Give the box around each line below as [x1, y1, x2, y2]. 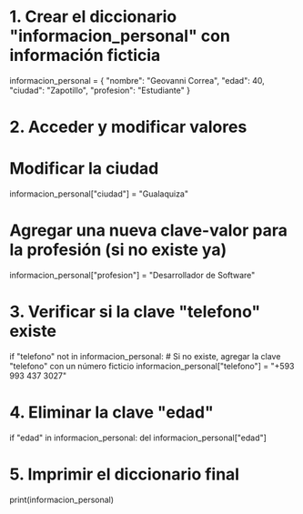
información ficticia [9, 45, 161, 66]
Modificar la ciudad [9, 158, 159, 179]
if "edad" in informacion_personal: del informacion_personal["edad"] [9, 432, 267, 443]
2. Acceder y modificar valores [9, 116, 247, 137]
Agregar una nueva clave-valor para [9, 220, 288, 241]
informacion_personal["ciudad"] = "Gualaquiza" [9, 188, 189, 199]
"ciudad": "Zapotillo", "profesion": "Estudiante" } [9, 85, 191, 96]
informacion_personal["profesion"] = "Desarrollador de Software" [9, 270, 256, 280]
